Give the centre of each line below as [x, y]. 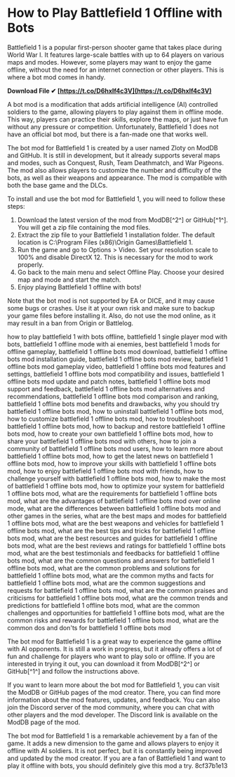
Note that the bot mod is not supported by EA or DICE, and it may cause [111, 301]
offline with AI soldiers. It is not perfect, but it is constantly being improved [115, 750]
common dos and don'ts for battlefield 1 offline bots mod [89, 627]
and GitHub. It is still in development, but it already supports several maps [114, 155]
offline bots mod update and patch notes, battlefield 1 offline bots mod [109, 381]
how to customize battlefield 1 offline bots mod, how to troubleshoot [106, 419]
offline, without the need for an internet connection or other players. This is [116, 70]
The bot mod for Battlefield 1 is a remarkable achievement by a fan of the [113, 736]
